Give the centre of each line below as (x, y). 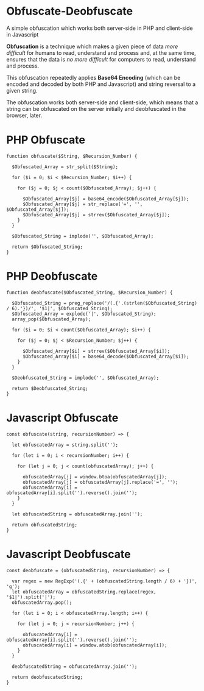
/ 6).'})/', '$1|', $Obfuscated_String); (60, 308)
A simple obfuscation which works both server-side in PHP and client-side (100, 28)
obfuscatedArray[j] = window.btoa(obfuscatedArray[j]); (95, 477)
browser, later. (24, 115)
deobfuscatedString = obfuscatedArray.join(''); (75, 666)
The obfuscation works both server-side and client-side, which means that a (102, 102)
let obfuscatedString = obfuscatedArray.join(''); (77, 514)
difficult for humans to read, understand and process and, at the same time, (101, 52)
